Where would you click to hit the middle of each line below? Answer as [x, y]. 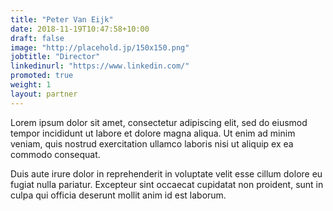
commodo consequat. [55, 154]
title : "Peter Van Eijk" [62, 19]
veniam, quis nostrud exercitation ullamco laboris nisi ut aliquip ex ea [152, 143]
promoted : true [42, 76]
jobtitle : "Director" [55, 57]
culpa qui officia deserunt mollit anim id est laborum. [118, 195]
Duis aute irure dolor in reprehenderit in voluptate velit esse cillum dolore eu [166, 173]
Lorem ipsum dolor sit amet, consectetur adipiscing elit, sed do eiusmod [159, 122]
